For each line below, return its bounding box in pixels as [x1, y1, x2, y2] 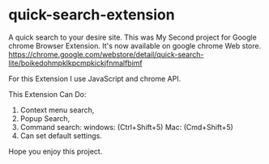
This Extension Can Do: [8, 89, 87, 99]
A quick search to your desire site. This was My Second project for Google [8, 32, 257, 42]
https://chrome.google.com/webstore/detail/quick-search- [8, 49, 204, 59]
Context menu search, [19, 105, 95, 115]
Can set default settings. [19, 131, 103, 141]
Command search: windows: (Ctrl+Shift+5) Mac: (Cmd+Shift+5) [19, 122, 233, 132]
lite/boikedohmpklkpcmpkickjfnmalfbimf [8, 58, 143, 68]
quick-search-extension [8, 6, 176, 24]
